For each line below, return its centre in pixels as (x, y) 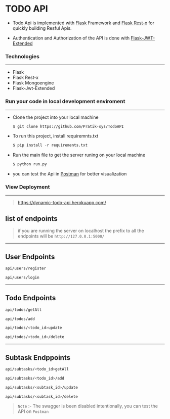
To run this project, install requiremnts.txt (55, 136)
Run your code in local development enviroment (65, 102)
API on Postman (33, 411)
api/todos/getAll (24, 310)
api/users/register (26, 268)
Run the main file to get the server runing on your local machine (79, 155)
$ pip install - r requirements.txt (50, 145)
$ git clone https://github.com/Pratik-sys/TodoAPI (68, 126)
